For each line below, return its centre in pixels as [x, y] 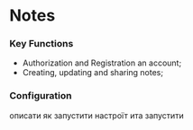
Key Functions [41, 44]
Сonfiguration [41, 96]
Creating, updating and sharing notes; [93, 73]
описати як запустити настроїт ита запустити [96, 115]
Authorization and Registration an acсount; [102, 63]
